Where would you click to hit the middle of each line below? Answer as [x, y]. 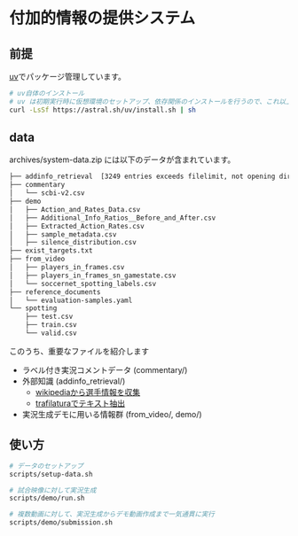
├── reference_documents [55, 292]
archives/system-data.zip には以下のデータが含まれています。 [122, 159]
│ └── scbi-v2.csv [47, 193]
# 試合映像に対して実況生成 [53, 490]
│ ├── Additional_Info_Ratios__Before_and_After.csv [113, 218]
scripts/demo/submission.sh [61, 523]
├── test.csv [49, 317]
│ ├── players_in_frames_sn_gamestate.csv [93, 276]
